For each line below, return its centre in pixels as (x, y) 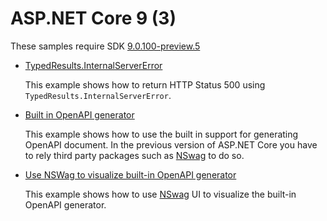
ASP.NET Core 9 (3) (93, 18)
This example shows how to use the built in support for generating (161, 134)
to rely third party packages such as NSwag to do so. (134, 155)
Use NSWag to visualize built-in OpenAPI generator (130, 174)
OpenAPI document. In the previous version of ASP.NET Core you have (171, 144)
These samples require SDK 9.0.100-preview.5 (105, 46)
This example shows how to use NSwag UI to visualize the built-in (160, 194)
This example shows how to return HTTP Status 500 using (145, 84)
